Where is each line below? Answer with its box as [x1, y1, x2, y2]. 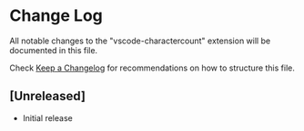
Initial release [22, 112, 73, 123]
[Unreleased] [9, 89, 86, 104]
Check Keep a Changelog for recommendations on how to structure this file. [9, 62, 296, 73]
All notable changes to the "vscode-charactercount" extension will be [9, 35, 271, 46]
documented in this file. [9, 44, 98, 55]
